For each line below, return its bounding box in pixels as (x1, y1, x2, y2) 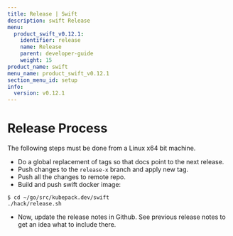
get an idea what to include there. (17, 220, 116, 229)
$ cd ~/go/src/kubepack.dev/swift (7, 194, 110, 201)
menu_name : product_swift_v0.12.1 (7, 70, 110, 77)
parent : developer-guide (20, 50, 94, 58)
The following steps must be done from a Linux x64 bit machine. (7, 144, 196, 153)
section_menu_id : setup (7, 76, 78, 84)
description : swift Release (7, 17, 91, 24)
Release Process (7, 120, 108, 136)
